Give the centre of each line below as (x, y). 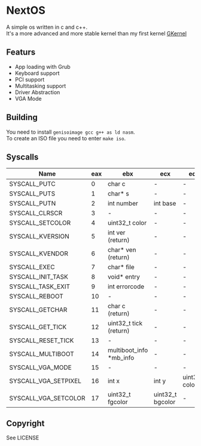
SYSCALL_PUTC (32, 184)
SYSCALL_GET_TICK (38, 327)
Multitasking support (40, 86)
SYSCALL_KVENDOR (39, 254)
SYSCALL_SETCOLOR (40, 223)
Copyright (25, 423)
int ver (116, 233)
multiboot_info (128, 350)
